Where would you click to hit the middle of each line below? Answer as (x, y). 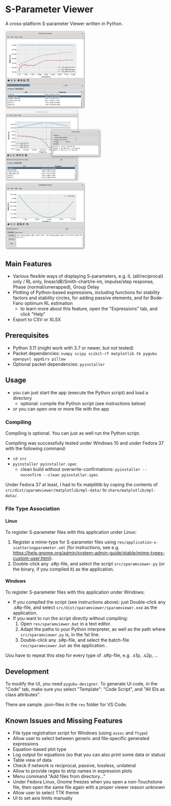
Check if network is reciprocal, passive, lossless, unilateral (74, 765)
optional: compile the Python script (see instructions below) (83, 403)
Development (27, 671)
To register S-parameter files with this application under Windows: (75, 592)
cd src (20, 459)
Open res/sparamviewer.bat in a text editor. (66, 624)
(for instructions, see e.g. (93, 548)
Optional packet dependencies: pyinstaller (59, 364)
